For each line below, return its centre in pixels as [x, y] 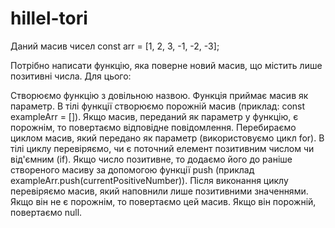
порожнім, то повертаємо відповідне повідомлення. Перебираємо [153, 127]
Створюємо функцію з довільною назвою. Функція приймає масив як [159, 95]
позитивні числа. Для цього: [71, 76]
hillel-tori [49, 18]
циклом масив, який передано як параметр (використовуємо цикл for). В [167, 138]
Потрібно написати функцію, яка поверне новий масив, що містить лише [166, 65]
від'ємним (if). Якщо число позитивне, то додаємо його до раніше [151, 159]
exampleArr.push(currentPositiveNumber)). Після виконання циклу [149, 180]
